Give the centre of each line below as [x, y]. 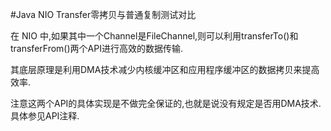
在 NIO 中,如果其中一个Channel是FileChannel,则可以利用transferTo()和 [154, 36]
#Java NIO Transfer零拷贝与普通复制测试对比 [103, 14]
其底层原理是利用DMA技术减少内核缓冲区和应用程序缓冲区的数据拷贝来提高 [165, 69]
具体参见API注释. [45, 116]
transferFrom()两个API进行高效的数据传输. [96, 48]
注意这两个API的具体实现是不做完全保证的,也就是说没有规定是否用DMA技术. [166, 103]
